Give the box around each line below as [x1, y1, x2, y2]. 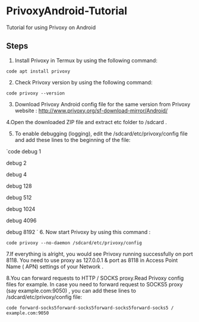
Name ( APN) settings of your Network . [6, 263, 104, 270]
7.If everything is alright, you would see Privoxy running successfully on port [6, 250, 193, 257]
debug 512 [6, 194, 32, 201]
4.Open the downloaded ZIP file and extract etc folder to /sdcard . [6, 118, 168, 125]
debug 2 [6, 159, 27, 166]
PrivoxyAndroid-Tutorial [6, 4, 128, 18]
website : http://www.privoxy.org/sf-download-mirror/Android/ [14, 107, 168, 114]
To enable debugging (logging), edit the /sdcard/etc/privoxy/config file [14, 130, 188, 137]
